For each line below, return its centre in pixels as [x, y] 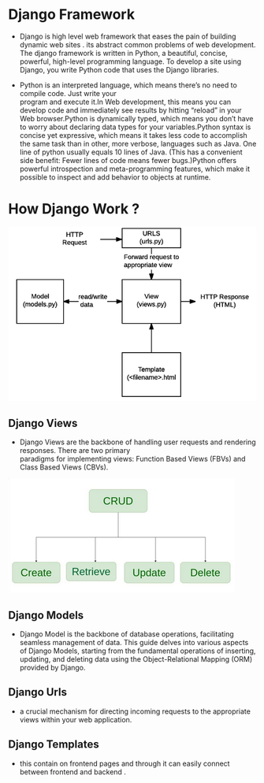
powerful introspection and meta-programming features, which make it [135, 169]
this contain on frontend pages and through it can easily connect [125, 763]
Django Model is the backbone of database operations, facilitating [126, 634]
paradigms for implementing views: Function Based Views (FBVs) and [132, 459]
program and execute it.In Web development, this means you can [125, 102]
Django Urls [37, 692]
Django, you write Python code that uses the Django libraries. [119, 69]
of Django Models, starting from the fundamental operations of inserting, [138, 651]
